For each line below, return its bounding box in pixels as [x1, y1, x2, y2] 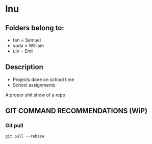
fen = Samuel [12, 37, 41, 43]
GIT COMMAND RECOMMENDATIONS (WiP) [5, 107, 148, 115]
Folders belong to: [5, 24, 65, 32]
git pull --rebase [5, 134, 44, 139]
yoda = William [12, 43, 44, 49]
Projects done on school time [12, 76, 74, 83]
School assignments [12, 81, 56, 88]
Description [5, 63, 43, 72]
